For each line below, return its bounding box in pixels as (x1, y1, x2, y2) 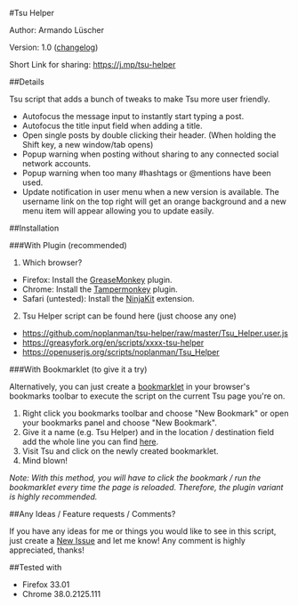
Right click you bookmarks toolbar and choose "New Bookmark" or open (21, 408, 289, 418)
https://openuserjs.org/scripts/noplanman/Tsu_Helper (21, 347, 220, 357)
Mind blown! (21, 456, 68, 465)
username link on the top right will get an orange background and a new (21, 196, 286, 206)
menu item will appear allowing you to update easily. (21, 206, 214, 216)
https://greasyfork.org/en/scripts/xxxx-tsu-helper (21, 337, 205, 348)
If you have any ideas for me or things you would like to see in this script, (9, 526, 277, 537)
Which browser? (21, 257, 83, 268)
